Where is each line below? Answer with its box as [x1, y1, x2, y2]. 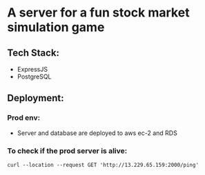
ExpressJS [17, 65, 48, 73]
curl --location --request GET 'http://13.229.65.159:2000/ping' [7, 161, 199, 168]
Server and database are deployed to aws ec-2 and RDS [17, 129, 177, 137]
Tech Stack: [7, 47, 60, 59]
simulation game [7, 19, 105, 35]
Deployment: [7, 92, 64, 104]
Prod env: [7, 113, 41, 123]
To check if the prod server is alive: [7, 146, 128, 156]
